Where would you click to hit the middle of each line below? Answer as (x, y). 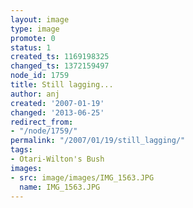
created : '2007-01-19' (57, 103)
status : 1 (31, 47)
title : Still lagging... (62, 85)
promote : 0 (33, 38)
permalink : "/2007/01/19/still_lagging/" (98, 141)
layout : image (40, 19)
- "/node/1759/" (44, 131)
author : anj (35, 94)
